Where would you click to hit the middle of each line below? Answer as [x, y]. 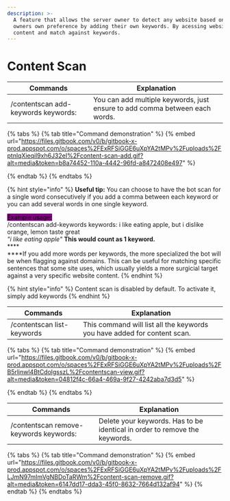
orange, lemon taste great [43, 232]
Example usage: [30, 217]
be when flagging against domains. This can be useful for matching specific [114, 261]
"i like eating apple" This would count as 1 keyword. [81, 239]
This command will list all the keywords [146, 325]
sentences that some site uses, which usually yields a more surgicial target [113, 269]
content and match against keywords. [67, 33]
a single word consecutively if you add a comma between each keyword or [113, 197]
